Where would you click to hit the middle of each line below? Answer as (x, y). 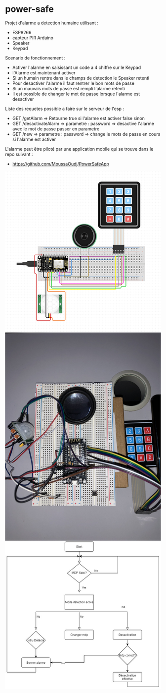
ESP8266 (22, 32)
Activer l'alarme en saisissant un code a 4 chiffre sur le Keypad (77, 67)
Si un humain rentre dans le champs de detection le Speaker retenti (81, 78)
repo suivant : (19, 154)
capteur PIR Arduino (33, 38)
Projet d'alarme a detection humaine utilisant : (52, 23)
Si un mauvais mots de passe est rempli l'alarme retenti (68, 88)
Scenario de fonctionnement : (35, 58)
